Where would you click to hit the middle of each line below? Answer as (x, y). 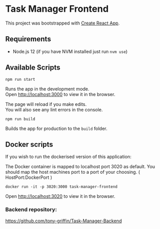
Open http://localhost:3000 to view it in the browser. (60, 94)
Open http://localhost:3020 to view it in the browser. (60, 196)
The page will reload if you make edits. (46, 104)
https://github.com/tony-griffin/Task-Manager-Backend (64, 221)
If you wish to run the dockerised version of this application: (68, 157)
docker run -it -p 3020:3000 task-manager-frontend (61, 187)
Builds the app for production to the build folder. (56, 128)
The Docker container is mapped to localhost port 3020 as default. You (80, 167)
